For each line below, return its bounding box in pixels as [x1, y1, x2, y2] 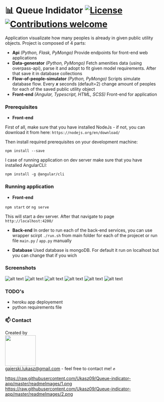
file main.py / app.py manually [12, 238, 72, 243]
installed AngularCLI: [5, 162, 47, 168]
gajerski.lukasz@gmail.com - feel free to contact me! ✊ [5, 366, 116, 372]
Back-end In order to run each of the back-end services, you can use [12, 227, 153, 233]
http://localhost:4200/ [5, 218, 54, 223]
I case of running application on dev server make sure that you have [5, 157, 142, 163]
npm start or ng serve [5, 204, 49, 210]
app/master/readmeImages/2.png [5, 391, 73, 397]
